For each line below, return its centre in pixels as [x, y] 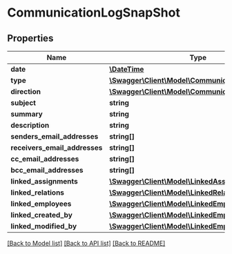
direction [26, 91]
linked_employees [41, 204]
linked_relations [37, 193]
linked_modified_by [44, 226]
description [30, 125]
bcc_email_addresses [47, 170]
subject [23, 103]
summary [27, 114]
